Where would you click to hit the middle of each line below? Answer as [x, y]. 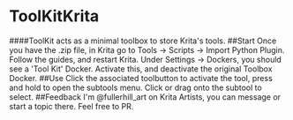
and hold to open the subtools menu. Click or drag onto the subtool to [135, 87]
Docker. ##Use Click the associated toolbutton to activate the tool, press [141, 78]
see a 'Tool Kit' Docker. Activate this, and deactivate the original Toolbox [141, 69]
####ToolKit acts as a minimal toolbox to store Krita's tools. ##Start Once [143, 41]
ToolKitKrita [54, 16]
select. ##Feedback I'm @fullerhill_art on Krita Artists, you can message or [145, 97]
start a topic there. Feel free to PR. [71, 106]
